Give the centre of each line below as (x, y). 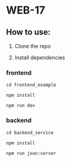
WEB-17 (26, 10)
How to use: (28, 32)
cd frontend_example (31, 85)
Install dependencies (40, 57)
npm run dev (21, 106)
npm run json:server (31, 153)
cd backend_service (30, 133)
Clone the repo (33, 46)
